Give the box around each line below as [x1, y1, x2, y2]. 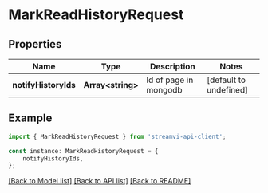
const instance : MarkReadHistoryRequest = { [8, 147, 159, 155]
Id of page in [146, 74, 194, 85]
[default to [207, 74, 246, 85]
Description [150, 61, 195, 72]
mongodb [146, 85, 183, 95]
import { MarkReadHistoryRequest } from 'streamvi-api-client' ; [8, 132, 227, 140]
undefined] [207, 85, 249, 95]
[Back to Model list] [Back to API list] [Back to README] [8, 176, 191, 186]
